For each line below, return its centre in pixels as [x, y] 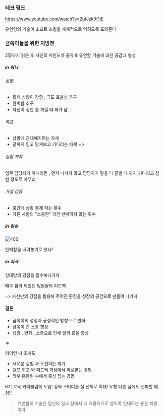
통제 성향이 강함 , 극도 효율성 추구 [45, 97]
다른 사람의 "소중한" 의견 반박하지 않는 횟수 [54, 214]
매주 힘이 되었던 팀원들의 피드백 [36, 285]
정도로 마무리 [23, 179]
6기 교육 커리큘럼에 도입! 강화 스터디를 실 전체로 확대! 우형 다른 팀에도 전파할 [79, 386]
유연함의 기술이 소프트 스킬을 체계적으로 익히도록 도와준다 [61, 29]
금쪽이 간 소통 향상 [30, 327]
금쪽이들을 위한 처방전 [30, 43]
